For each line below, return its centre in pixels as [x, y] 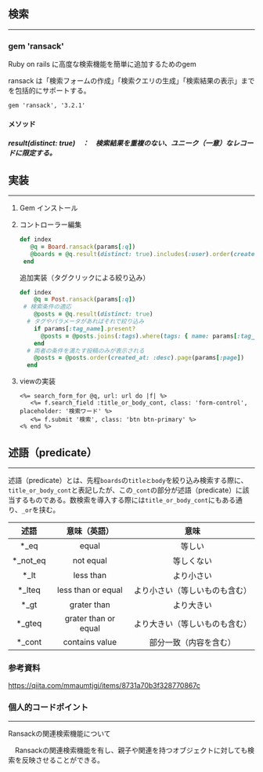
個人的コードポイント [48, 708]
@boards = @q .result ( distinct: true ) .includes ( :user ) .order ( [132, 254]
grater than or [90, 619]
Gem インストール [49, 208]
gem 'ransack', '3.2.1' [47, 106]
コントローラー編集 [50, 225]
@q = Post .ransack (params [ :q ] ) [85, 300]
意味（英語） [90, 531]
